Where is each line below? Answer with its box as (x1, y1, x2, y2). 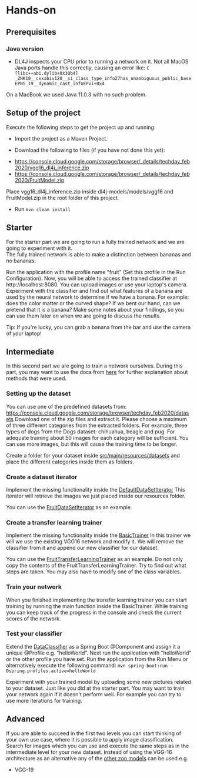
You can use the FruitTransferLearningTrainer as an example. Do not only (6, 556, 183, 563)
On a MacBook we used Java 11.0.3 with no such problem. (6, 91, 147, 98)
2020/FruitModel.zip (14, 176, 65, 183)
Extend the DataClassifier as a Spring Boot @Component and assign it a (6, 643, 181, 650)
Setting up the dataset (6, 389, 71, 398)
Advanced (6, 714, 45, 724)
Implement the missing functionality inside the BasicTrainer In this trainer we (6, 532, 191, 539)
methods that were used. (6, 375, 66, 382)
